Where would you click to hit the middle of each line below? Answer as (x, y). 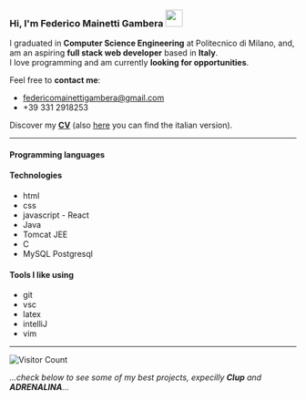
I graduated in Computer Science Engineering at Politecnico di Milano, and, (152, 43)
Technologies (36, 175)
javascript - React (56, 215)
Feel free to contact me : (55, 80)
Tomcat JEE (45, 235)
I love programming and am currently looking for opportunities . (129, 63)
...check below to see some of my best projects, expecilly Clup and (136, 377)
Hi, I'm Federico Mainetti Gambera (87, 23)
